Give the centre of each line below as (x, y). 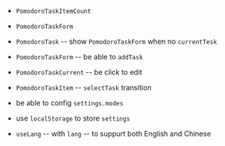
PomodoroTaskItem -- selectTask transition (84, 87)
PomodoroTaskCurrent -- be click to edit (79, 72)
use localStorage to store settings (73, 118)
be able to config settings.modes (70, 103)
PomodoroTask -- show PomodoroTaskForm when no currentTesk (116, 41)
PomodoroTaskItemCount (53, 11)
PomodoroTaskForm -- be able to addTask (79, 57)
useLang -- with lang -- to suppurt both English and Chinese (113, 134)
